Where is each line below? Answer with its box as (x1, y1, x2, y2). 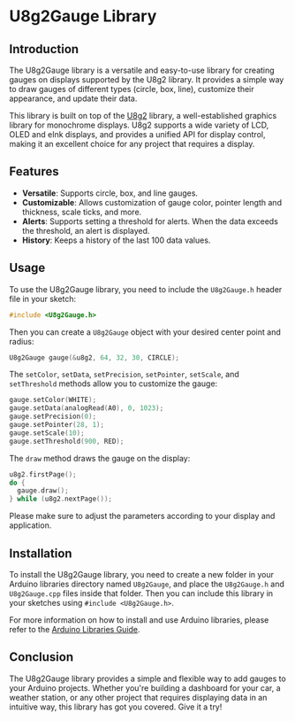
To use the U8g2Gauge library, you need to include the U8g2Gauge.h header (9, 283, 283, 294)
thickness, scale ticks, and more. (21, 206, 142, 217)
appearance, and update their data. (9, 93, 138, 104)
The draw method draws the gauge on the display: (9, 453, 191, 463)
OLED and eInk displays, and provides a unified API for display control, (9, 129, 266, 139)
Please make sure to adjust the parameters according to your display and (9, 511, 276, 522)
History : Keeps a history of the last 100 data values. (21, 235, 211, 245)
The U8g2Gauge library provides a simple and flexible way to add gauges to (9, 673, 287, 684)
